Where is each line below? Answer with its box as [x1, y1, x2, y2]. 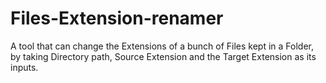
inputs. [10, 61, 39, 73]
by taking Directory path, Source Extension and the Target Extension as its [10, 50, 317, 62]
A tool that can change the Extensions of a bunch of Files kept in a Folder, [10, 40, 315, 52]
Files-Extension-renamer [10, 7, 224, 30]
